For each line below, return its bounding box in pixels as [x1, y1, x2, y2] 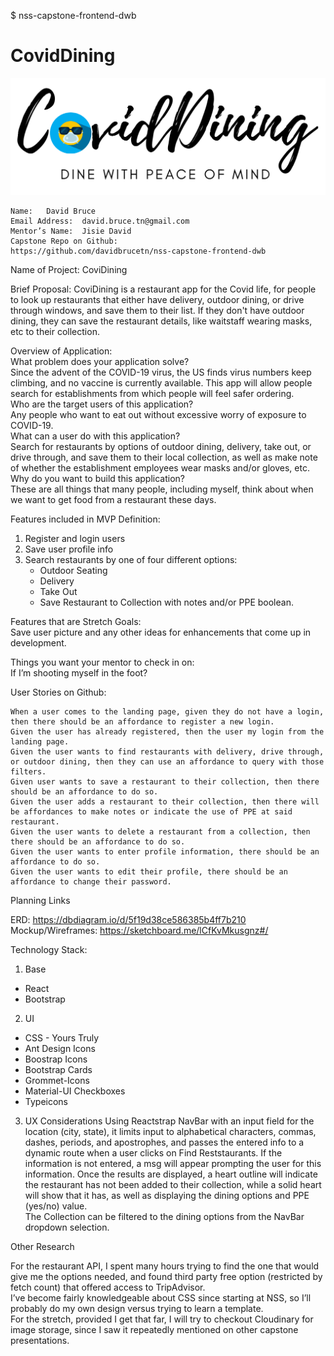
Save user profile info [24, 543, 114, 555]
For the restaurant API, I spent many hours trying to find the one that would [10, 1260, 320, 1272]
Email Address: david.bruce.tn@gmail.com [10, 216, 190, 227]
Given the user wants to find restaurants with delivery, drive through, [10, 747, 325, 757]
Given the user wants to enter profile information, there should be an [10, 847, 320, 857]
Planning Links [10, 895, 71, 907]
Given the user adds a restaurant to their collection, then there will [10, 797, 320, 807]
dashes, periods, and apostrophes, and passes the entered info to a [24, 1136, 305, 1149]
